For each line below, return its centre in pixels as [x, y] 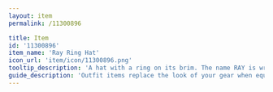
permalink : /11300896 [45, 23]
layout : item [30, 16]
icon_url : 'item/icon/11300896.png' [70, 61]
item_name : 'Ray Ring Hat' [54, 53]
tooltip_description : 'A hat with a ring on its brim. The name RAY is [132, 68]
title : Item [28, 38]
